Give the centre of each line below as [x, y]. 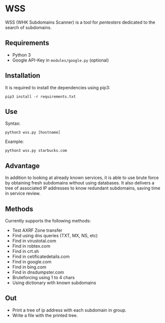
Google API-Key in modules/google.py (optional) [61, 60]
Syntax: [13, 123]
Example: [15, 142]
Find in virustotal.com [34, 241]
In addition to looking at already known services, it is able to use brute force [82, 178]
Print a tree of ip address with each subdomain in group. [69, 310]
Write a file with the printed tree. [45, 315]
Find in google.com [32, 262]
